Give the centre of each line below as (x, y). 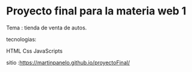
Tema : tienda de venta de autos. (47, 28)
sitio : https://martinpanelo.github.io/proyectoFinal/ (68, 62)
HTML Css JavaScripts (34, 51)
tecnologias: (22, 39)
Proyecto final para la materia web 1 (96, 11)
